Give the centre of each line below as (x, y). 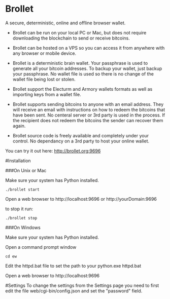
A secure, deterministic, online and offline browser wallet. (65, 23)
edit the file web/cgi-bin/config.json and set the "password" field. (74, 291)
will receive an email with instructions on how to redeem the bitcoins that (89, 109)
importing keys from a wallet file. (47, 94)
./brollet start (22, 190)
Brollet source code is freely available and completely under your (80, 135)
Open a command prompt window (41, 247)
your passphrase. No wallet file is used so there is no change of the (83, 73)
